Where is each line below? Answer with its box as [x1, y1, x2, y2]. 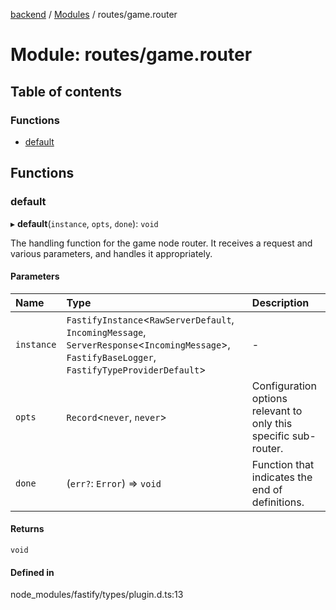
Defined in [10, 566, 55, 578]
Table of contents [10, 83, 122, 100]
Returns [10, 523, 45, 535]
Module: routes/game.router [10, 44, 253, 66]
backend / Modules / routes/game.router [10, 9, 178, 20]
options [251, 391, 288, 405]
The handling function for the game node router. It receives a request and [10, 237, 313, 249]
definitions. [251, 495, 305, 509]
